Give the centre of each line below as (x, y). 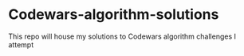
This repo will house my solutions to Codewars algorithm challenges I (122, 36)
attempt (21, 44)
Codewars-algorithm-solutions (114, 15)
